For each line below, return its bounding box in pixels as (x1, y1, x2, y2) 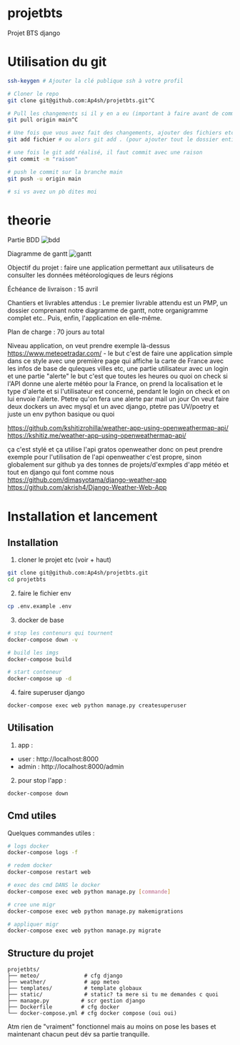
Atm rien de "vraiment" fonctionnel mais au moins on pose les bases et (7, 1022, 216, 1031)
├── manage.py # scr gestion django (7, 997, 145, 1005)
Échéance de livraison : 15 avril (7, 284, 99, 294)
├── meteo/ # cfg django (7, 972, 123, 980)
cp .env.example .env (7, 603, 72, 610)
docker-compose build (7, 655, 72, 663)
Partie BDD (7, 236, 40, 244)
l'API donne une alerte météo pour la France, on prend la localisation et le (7, 380, 223, 388)
